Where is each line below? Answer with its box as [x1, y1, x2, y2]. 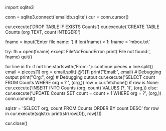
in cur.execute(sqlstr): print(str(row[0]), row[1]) [5, 110, 102, 116]
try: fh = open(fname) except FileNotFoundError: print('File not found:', [5, 49, 151, 54]
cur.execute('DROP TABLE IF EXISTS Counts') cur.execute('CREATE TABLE [5, 24, 159, 30]
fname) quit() [5, 54, 33, 60]
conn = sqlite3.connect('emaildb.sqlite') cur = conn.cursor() [5, 14, 129, 20]
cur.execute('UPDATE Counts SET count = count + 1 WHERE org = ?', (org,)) [5, 90, 161, 96]
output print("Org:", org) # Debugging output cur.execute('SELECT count [5, 74, 155, 80]
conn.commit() [5, 95, 36, 101]
